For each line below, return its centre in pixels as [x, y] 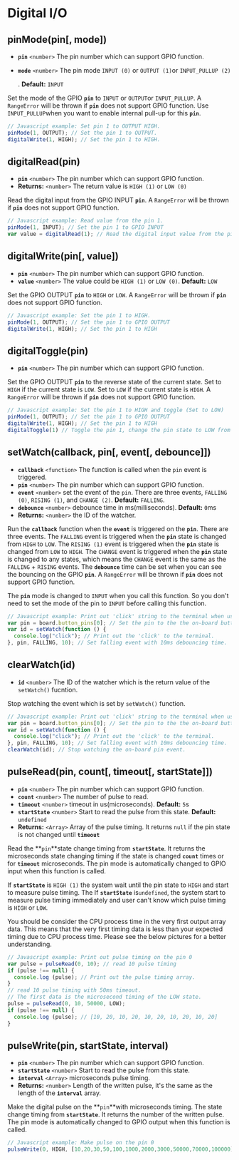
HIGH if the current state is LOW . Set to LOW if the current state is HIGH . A [109, 389]
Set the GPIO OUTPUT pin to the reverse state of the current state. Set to [115, 382]
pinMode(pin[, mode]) [57, 40]
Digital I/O [37, 13]
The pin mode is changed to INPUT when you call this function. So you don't [118, 595]
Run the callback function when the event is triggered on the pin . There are [118, 528]
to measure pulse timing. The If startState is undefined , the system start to [117, 892]
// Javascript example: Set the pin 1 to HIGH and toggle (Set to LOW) [116, 410]
